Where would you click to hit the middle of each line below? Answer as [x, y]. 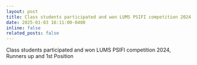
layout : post [22, 11]
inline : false [24, 28]
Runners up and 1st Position [40, 56]
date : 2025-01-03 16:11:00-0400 [46, 22]
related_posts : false [33, 33]
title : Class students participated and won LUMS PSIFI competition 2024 [99, 17]
